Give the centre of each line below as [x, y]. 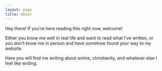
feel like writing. [21, 63]
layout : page [19, 10]
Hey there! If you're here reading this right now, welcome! [64, 28]
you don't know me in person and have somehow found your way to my [78, 43]
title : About [19, 14]
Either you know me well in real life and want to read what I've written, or [79, 38]
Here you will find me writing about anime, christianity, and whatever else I [81, 58]
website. [14, 48]
